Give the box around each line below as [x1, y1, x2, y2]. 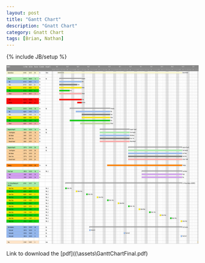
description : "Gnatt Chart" [6, 23, 78, 29]
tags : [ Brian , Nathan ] [6, 35, 64, 42]
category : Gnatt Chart [6, 29, 64, 35]
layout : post [6, 10, 40, 16]
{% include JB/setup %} [6, 53, 67, 60]
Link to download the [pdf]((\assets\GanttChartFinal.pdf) [6, 250, 148, 258]
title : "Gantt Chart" [6, 16, 62, 23]
